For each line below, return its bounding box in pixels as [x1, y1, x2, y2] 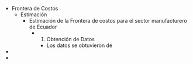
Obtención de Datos [46, 36, 95, 42]
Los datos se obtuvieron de [46, 42, 113, 49]
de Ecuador [29, 23, 57, 30]
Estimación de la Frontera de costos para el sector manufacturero [29, 17, 187, 24]
